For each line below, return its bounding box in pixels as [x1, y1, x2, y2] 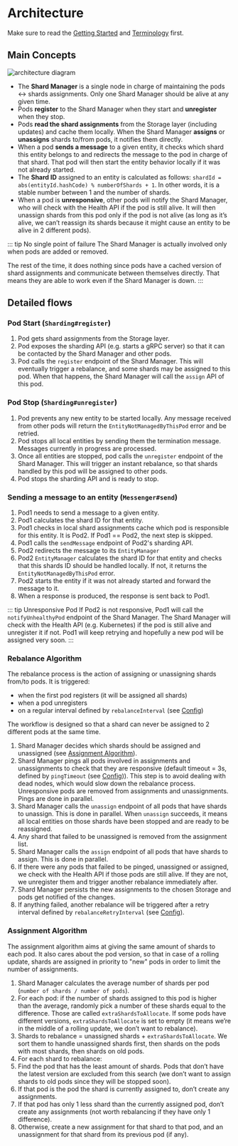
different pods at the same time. [7, 728, 101, 736]
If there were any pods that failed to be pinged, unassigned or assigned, [17, 862, 229, 871]
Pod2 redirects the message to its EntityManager [17, 547, 160, 555]
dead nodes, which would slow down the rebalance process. [17, 779, 195, 788]
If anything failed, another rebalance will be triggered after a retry [17, 900, 210, 909]
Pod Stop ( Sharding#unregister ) [7, 398, 117, 408]
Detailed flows [7, 297, 73, 309]
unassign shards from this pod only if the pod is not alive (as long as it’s [17, 210, 227, 219]
